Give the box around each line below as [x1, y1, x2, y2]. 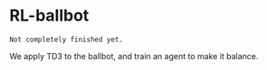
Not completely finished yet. [9, 35, 124, 44]
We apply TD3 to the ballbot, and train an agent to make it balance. [9, 50, 259, 61]
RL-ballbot [9, 5, 90, 26]
